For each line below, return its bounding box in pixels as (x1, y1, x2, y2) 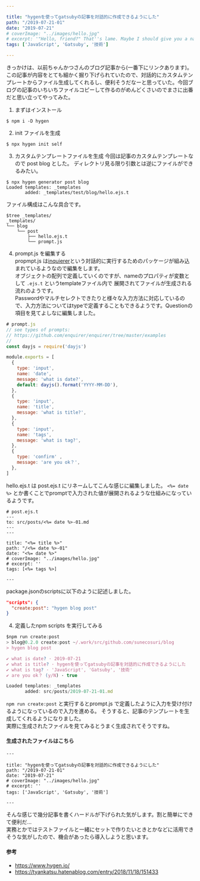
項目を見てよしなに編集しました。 (14, 310, 99, 316)
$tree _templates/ (6, 213, 52, 218)
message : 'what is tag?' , (17, 437, 82, 443)
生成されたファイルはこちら (6, 737, 74, 744)
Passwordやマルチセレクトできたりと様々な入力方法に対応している (14, 295, 180, 301)
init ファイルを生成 (14, 129, 61, 136)
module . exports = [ (6, 354, 55, 360)
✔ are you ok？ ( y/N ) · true (6, 672, 77, 679)
